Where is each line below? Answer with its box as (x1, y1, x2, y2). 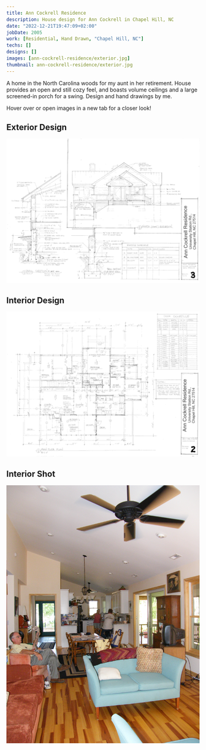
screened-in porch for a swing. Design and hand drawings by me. (6, 92, 172, 100)
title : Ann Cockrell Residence (6, 10, 86, 16)
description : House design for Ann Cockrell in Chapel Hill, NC (6, 16, 174, 23)
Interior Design (6, 295, 65, 305)
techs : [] (6, 42, 32, 49)
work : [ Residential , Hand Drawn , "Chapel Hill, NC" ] (6, 36, 144, 42)
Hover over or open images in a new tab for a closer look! (6, 104, 151, 112)
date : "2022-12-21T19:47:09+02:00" (6, 23, 97, 29)
